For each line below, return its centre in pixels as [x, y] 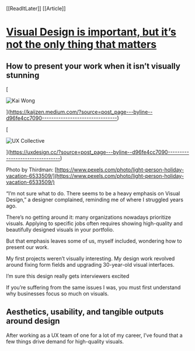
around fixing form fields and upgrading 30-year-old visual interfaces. [90, 265]
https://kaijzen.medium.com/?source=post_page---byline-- [81, 112]
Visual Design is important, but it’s [91, 32]
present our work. [27, 247]
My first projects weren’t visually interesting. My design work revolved [90, 259]
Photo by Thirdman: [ [32, 170]
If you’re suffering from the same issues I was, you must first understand [93, 287]
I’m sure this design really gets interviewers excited [68, 276]
